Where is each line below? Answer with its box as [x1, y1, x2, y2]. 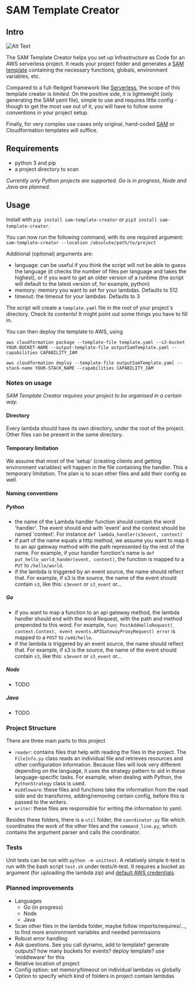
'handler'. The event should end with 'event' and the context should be [14, 524, 186, 531]
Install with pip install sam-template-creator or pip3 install [6, 216, 157, 223]
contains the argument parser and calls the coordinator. [6, 829, 141, 836]
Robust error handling [14, 934, 68, 941]
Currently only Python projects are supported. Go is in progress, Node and [6, 177, 187, 184]
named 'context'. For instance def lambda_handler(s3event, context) [14, 530, 183, 537]
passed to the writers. [14, 799, 68, 806]
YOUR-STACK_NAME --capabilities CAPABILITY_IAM [35, 365, 154, 371]
